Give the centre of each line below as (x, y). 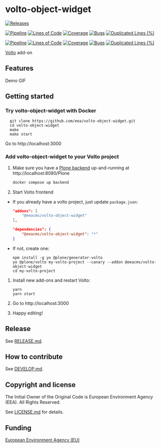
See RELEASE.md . (24, 341)
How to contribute (34, 357)
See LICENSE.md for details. (35, 412)
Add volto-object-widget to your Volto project (62, 157)
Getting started (30, 97)
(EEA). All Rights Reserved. (33, 402)
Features (19, 68)
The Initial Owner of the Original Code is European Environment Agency (79, 397)
